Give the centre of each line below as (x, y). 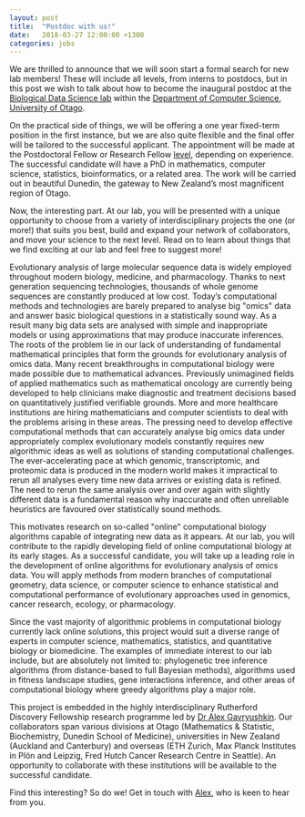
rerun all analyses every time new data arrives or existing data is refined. (146, 480)
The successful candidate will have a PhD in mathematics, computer (137, 164)
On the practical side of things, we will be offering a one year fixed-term (145, 126)
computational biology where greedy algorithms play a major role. (133, 689)
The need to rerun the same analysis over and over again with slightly (140, 490)
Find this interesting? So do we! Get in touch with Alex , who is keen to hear (149, 792)
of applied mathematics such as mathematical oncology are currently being (151, 383)
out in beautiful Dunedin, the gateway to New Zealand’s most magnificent (147, 184)
